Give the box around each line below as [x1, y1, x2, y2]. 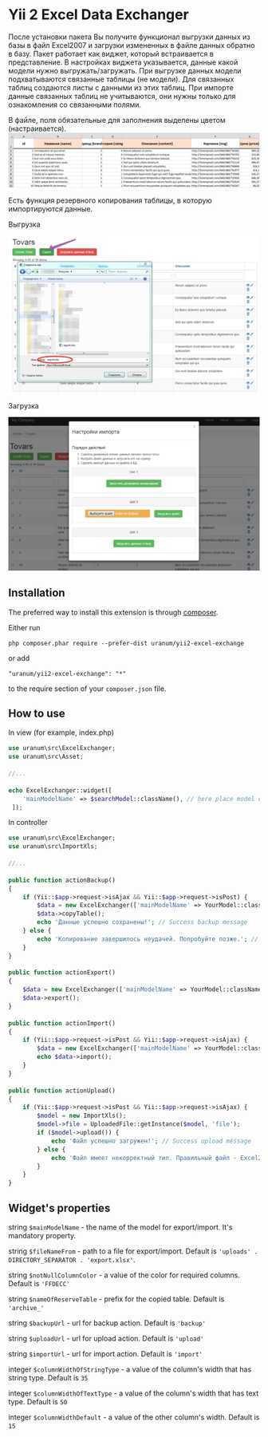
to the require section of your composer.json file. [8, 684, 167, 693]
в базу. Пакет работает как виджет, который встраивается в [8, 49, 214, 58]
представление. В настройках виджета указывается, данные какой [8, 57, 238, 67]
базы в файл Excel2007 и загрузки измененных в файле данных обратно [8, 40, 255, 49]
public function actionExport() [8, 969, 116, 977]
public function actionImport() [8, 1019, 116, 1027]
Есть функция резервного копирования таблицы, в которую [8, 195, 213, 205]
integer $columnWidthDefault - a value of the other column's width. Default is [8, 1412, 260, 1422]
